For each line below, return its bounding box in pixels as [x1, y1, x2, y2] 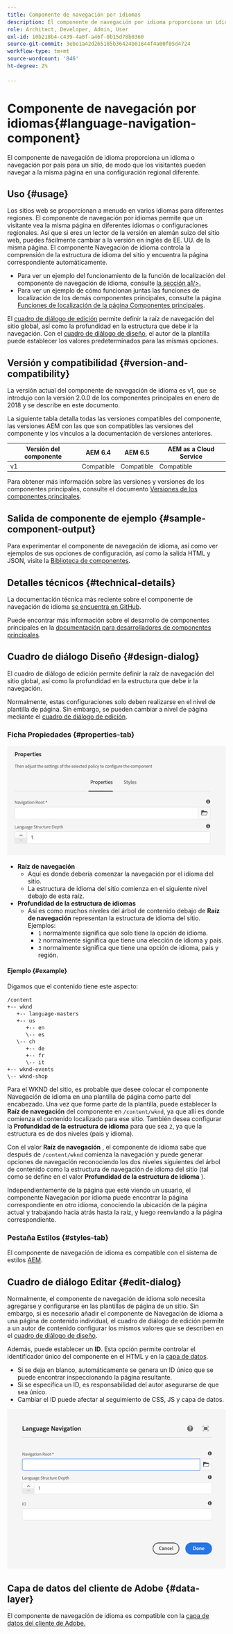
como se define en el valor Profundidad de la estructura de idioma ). [7, 1172, 206, 1181]
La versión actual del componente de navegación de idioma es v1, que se [7, 386, 216, 395]
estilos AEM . [7, 1256, 43, 1264]
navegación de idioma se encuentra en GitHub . [7, 603, 141, 611]
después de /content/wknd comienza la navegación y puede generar [7, 1150, 203, 1159]
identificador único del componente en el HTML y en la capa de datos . [7, 1353, 209, 1361]
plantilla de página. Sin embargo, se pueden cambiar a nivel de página [7, 705, 208, 713]
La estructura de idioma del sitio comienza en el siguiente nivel [27, 884, 208, 892]
